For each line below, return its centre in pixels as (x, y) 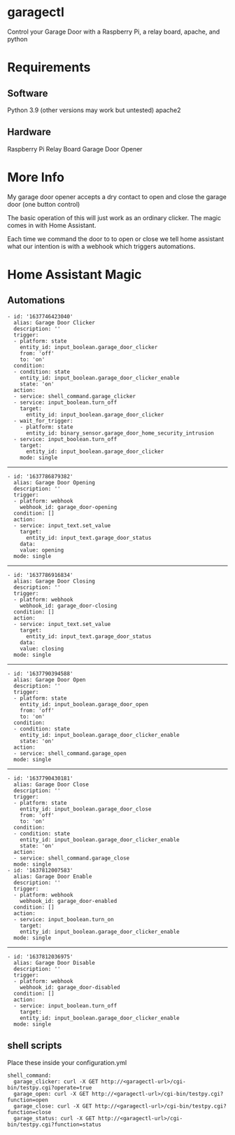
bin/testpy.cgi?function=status (54, 1124)
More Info (36, 177)
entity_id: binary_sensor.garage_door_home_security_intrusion (120, 433)
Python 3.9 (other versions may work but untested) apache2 (94, 110)
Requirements (49, 68)
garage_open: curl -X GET (51, 1094)
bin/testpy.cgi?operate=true (50, 1087)
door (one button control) (44, 204)
